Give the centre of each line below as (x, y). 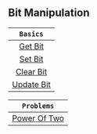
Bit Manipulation (49, 13)
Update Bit (31, 84)
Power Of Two (38, 118)
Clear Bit (31, 71)
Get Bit (32, 46)
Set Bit (31, 59)
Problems (38, 106)
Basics (31, 34)
